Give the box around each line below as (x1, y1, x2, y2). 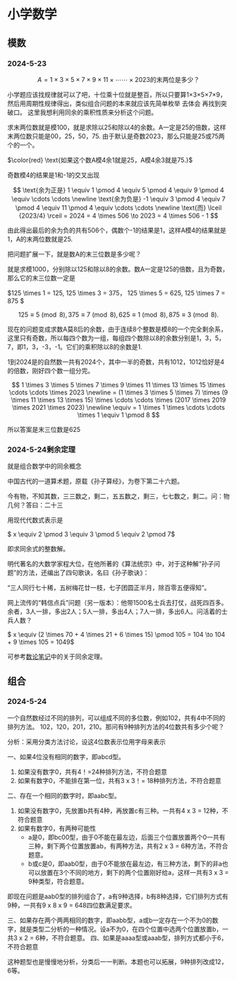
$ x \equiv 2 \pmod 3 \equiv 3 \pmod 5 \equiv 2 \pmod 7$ (7, 530, 175, 539)
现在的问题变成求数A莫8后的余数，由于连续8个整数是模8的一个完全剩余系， (7, 324, 227, 333)
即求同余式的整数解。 (7, 545, 69, 553)
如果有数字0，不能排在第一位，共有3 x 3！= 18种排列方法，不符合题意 (17, 776, 221, 785)
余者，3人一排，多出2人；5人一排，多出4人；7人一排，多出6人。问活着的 (7, 607, 222, 616)
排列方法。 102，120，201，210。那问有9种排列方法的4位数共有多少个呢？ (7, 722, 224, 731)
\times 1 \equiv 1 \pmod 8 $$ (77, 411, 160, 419)
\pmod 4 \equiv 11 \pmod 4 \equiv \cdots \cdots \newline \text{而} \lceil (15, 203, 222, 212)
